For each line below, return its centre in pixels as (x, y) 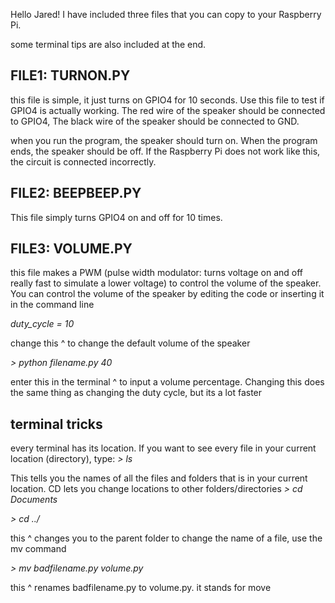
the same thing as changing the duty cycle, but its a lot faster (136, 393)
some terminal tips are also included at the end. (108, 44)
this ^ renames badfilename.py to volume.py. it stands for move (141, 588)
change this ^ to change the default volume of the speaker (130, 343)
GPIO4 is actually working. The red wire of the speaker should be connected (168, 110)
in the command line (52, 305)
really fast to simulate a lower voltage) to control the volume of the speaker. (166, 283)
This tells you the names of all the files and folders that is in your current (159, 478)
